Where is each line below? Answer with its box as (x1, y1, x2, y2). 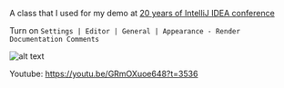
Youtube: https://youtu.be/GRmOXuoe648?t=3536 (9, 68, 198, 79)
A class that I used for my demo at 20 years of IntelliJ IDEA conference (9, 8, 275, 18)
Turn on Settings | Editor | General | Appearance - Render (9, 25, 241, 35)
